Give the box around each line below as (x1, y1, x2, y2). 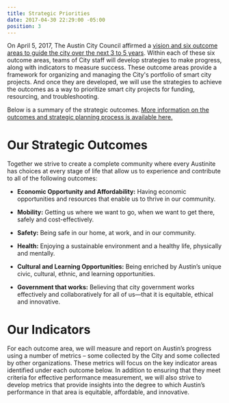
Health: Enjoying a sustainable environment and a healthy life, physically (16, 242, 222, 250)
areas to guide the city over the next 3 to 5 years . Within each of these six (7, 49, 215, 57)
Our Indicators (7, 321, 91, 337)
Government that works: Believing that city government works (16, 283, 195, 291)
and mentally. (16, 249, 55, 258)
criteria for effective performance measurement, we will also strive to (7, 374, 202, 382)
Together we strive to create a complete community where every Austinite (7, 160, 216, 168)
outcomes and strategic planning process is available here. (7, 113, 173, 121)
